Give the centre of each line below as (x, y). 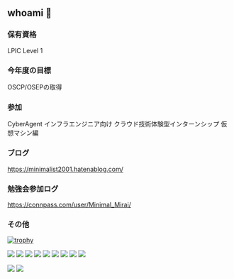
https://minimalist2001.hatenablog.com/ (66, 169)
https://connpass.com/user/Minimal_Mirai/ (69, 204)
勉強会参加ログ (33, 189)
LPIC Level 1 (25, 50)
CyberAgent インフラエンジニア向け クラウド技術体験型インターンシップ (113, 124)
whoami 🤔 (29, 13)
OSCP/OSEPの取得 (35, 87)
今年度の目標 (29, 70)
